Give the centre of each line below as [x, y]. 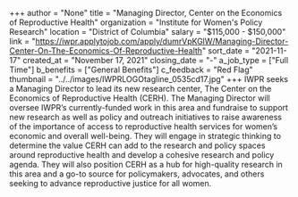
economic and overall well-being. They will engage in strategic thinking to [145, 136]
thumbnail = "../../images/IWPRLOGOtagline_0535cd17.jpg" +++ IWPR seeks [149, 79]
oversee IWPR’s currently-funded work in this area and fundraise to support [149, 107]
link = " [22, 41]
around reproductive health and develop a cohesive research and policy [142, 155]
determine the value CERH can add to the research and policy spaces [137, 145]
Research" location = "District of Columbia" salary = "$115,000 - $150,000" [148, 32]
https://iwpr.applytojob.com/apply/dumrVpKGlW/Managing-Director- [162, 41]
